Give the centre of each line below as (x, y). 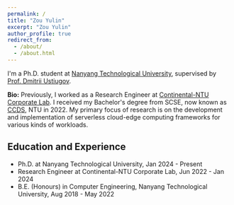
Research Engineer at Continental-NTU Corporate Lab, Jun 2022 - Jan (121, 171)
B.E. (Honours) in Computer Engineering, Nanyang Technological (112, 186)
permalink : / (27, 14)
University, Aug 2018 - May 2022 (66, 194)
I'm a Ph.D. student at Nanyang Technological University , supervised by (112, 73)
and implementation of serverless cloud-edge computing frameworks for (114, 117)
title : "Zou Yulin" (36, 20)
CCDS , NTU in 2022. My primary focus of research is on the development (115, 110)
